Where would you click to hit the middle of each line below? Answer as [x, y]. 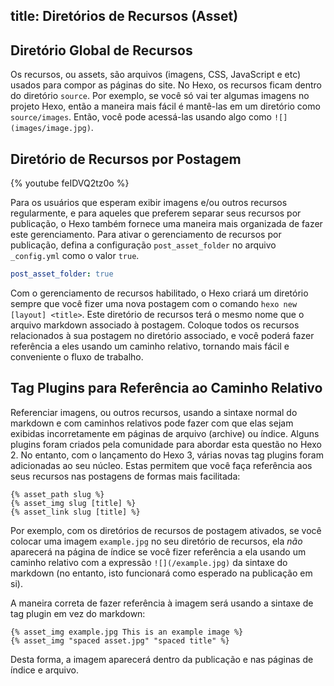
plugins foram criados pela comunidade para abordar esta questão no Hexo [166, 444]
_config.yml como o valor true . [75, 256]
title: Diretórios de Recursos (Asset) [124, 16]
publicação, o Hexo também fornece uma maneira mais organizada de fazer [166, 224]
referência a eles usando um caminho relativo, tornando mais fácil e [150, 346]
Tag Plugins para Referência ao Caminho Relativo [166, 388]
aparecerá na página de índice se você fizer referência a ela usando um [158, 551]
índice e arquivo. [44, 670]
